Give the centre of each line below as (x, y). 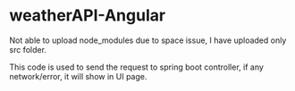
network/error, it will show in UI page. (78, 76)
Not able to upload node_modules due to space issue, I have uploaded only (148, 40)
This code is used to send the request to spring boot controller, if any (136, 67)
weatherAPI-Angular (88, 16)
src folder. (28, 49)
